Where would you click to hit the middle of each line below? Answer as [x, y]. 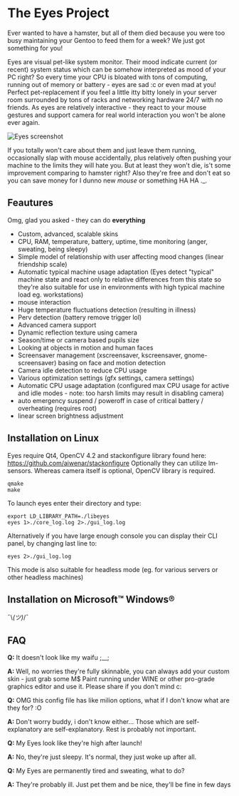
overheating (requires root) [57, 408]
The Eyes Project [58, 13]
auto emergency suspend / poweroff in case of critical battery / [111, 400]
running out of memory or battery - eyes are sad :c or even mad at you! [112, 84]
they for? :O [25, 708]
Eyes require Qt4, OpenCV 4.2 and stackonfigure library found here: [107, 455]
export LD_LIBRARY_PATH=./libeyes [59, 516]
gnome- [196, 355]
